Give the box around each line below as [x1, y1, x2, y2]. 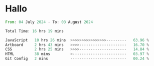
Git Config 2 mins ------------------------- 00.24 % [5, 56, 149, 61]
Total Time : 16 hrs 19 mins [5, 28, 64, 33]
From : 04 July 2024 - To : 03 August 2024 [5, 19, 93, 24]
